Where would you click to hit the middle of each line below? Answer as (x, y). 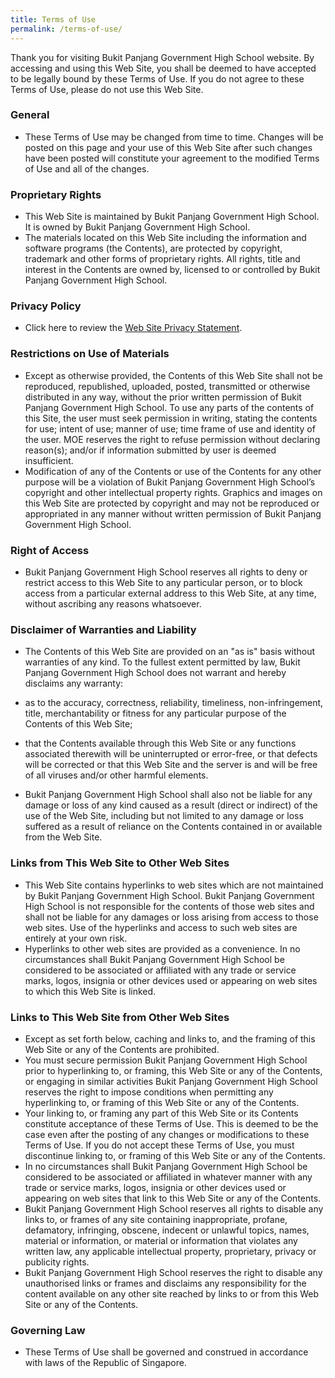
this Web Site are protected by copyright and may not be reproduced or (172, 503)
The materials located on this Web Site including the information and (165, 238)
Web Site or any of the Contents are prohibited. (122, 1049)
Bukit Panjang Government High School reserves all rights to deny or (166, 572)
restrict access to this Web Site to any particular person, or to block (163, 582)
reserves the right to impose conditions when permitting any (149, 1092)
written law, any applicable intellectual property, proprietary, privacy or (170, 1251)
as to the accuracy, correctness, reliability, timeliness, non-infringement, (174, 703)
